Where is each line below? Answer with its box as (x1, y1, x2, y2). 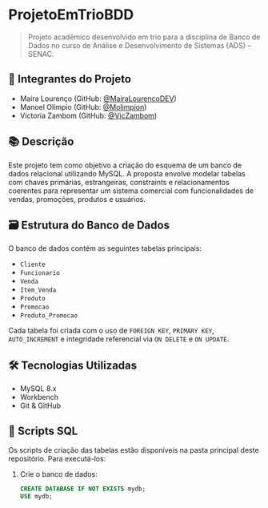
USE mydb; (19, 492, 54, 500)
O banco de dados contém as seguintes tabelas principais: (8, 244, 202, 253)
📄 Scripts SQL (8, 424, 78, 437)
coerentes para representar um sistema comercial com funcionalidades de (8, 186, 254, 196)
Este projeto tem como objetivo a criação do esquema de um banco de (8, 160, 242, 170)
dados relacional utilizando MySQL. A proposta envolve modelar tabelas (8, 168, 246, 178)
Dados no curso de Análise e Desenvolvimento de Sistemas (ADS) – (27, 40, 252, 50)
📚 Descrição (8, 135, 74, 149)
